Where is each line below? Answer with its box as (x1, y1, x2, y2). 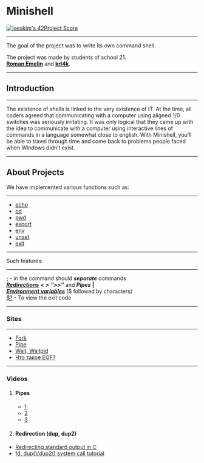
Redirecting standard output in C (15, 444, 97, 451)
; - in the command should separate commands (6, 275, 126, 282)
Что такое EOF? (15, 354, 56, 361)
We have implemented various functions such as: (6, 183, 129, 191)
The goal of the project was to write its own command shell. (6, 41, 156, 49)
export (15, 220, 32, 227)
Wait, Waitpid (15, 347, 49, 354)
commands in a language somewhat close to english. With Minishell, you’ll (6, 131, 192, 138)
